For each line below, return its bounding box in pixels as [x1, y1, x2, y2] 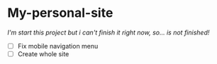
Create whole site [17, 50, 69, 58]
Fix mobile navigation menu [17, 41, 99, 50]
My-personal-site [7, 5, 113, 21]
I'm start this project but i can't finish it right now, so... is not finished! [7, 28, 210, 37]
